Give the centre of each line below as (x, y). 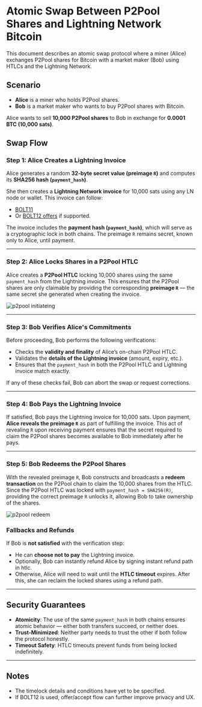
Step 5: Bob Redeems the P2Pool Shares (66, 464)
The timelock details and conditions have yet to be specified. (90, 691)
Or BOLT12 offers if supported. (53, 216)
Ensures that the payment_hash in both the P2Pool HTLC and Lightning (101, 365)
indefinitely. (29, 652)
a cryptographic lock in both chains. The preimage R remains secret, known (100, 234)
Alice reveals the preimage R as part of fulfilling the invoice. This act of (95, 424)
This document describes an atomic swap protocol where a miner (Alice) (96, 53)
